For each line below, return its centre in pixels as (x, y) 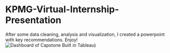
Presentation (33, 20)
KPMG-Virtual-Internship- (62, 9)
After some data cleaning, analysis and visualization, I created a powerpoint (85, 34)
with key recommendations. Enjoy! (41, 40)
